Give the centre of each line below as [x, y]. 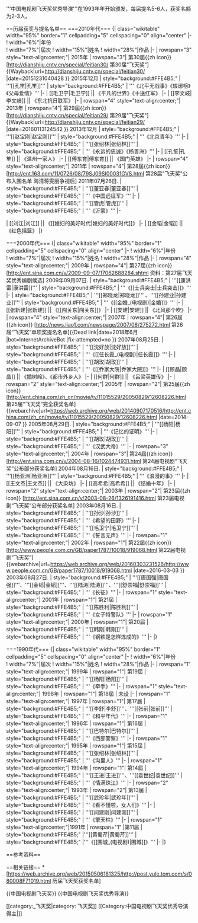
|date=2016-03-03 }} [159, 570]
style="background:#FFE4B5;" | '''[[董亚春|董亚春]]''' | [72, 188]
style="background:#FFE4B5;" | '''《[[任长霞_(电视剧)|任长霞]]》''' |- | [91, 354]
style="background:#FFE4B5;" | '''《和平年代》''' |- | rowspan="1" [87, 716]
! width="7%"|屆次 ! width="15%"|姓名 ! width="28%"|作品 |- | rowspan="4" [99, 258]
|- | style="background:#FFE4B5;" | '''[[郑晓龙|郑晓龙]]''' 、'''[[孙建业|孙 [94, 295]
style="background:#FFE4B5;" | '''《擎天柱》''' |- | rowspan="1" [84, 820]
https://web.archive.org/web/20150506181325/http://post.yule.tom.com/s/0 [100, 874]
